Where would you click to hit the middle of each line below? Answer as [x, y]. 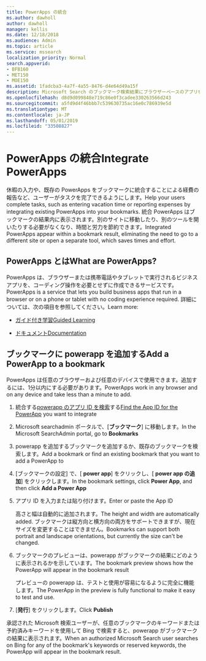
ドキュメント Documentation [51, 333]
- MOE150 [17, 80]
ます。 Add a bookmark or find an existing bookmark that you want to [113, 454]
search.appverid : [29, 63]
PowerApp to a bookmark [56, 364]
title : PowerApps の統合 [37, 12]
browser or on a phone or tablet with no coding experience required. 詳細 [99, 299]
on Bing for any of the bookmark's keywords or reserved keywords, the [96, 645]
